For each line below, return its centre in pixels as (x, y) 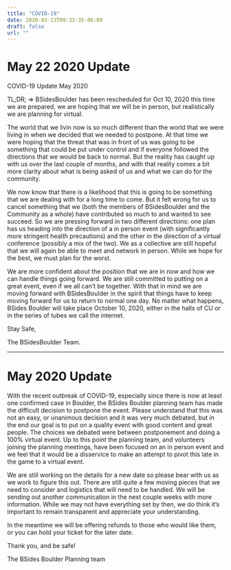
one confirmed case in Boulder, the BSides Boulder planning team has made (115, 403)
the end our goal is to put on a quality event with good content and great (110, 425)
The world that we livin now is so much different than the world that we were (115, 128)
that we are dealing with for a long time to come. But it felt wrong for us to (112, 199)
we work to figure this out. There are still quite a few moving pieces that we (114, 482)
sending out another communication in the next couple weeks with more (109, 497)
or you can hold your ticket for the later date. (70, 533)
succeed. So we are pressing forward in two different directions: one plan (111, 222)
